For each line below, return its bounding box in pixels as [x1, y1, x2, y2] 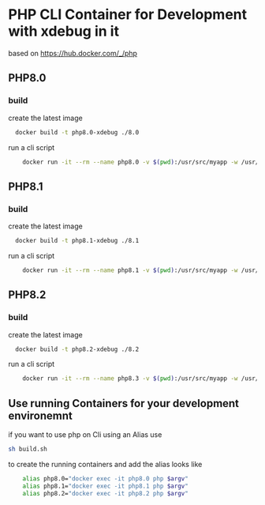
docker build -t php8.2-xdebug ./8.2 [15, 345, 140, 353]
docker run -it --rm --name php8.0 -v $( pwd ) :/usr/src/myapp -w [22, 158, 238, 166]
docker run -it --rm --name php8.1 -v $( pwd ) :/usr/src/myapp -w [22, 266, 238, 274]
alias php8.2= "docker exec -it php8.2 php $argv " [22, 489, 189, 497]
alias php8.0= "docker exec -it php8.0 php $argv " [22, 474, 189, 483]
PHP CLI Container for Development [8, 6, 247, 24]
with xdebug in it [8, 22, 120, 40]
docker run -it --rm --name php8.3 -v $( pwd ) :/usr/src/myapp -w [22, 375, 238, 383]
